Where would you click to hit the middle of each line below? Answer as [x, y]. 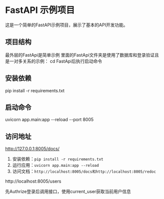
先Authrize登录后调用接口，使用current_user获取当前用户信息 [68, 192]
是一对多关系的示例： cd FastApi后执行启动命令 [54, 61]
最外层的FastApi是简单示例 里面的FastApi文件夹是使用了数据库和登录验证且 [82, 55]
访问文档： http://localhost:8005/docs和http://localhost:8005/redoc [84, 171]
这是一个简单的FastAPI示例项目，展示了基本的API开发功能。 [67, 25]
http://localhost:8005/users [33, 181]
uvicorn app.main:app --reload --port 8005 [49, 120]
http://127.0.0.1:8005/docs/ [32, 149]
